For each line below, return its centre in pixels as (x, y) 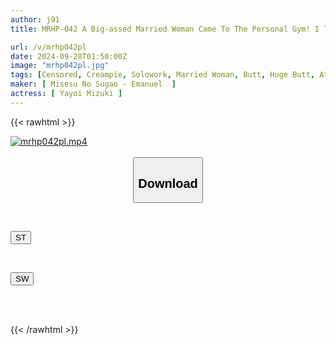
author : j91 (35, 19)
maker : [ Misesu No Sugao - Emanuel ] (93, 84)
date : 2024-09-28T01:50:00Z (69, 56)
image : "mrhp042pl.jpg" (60, 66)
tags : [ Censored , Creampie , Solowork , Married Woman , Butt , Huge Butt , (162, 75)
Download (168, 183)
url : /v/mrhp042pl (48, 47)
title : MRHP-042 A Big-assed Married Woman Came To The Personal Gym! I (165, 29)
